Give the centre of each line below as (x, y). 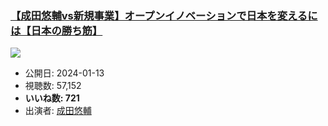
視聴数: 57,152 (53, 86)
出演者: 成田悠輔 (58, 111)
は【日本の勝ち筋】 (56, 30)
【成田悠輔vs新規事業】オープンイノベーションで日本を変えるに (164, 15)
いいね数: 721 (52, 98)
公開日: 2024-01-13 (64, 73)
